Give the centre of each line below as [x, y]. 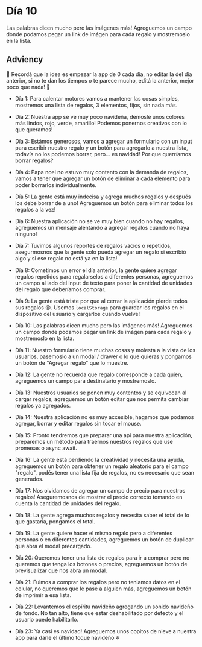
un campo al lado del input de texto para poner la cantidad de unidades [104, 283]
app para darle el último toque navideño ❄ [68, 637]
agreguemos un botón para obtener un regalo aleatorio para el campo [102, 466]
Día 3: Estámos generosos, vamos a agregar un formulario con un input [103, 141]
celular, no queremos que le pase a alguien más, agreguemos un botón [103, 589]
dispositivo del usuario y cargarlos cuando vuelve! [77, 314]
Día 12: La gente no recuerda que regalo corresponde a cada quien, [99, 374]
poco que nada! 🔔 [28, 87]
